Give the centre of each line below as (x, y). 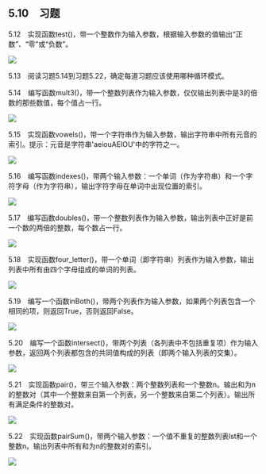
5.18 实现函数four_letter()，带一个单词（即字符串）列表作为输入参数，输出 (131, 259)
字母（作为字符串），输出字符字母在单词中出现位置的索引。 (110, 186)
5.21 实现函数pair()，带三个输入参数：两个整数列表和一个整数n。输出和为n (132, 384)
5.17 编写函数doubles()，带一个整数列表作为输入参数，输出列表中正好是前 (131, 218)
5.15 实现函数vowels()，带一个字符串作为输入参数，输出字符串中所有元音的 (133, 134)
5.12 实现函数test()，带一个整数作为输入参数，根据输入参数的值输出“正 (125, 34)
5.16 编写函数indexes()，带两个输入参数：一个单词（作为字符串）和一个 (127, 175)
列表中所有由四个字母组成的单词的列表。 (74, 269)
